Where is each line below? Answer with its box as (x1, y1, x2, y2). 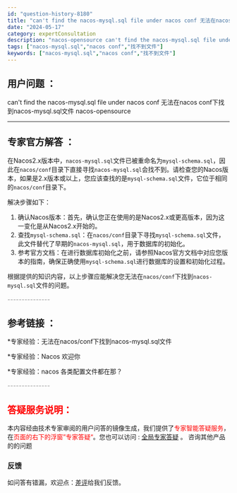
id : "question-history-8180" (7, 10, 93, 18)
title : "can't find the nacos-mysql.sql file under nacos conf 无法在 (7, 17, 217, 24)
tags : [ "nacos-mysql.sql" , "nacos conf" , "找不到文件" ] (7, 43, 164, 50)
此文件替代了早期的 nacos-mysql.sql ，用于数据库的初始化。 (17, 239, 189, 248)
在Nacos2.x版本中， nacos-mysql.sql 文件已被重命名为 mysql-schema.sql (7, 156, 214, 165)
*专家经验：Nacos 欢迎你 (7, 352, 81, 361)
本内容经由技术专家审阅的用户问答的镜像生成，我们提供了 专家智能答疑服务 (7, 424, 224, 432)
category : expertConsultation (7, 30, 97, 37)
